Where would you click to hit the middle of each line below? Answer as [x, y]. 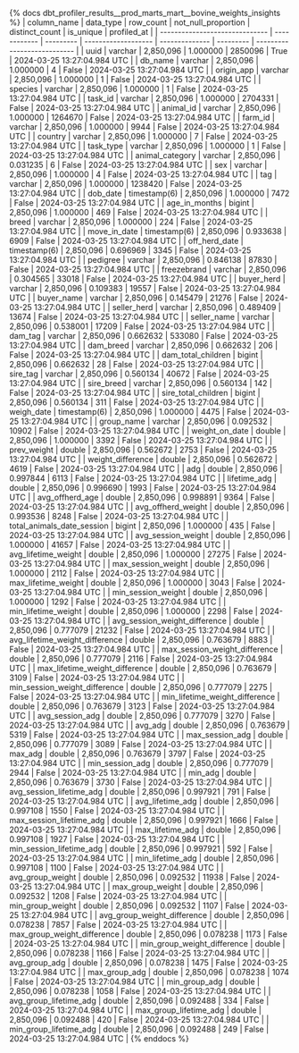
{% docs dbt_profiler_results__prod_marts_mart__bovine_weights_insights [145, 13]
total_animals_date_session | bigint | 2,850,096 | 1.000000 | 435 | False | [142, 526]
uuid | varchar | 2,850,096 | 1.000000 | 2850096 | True [187, 51]
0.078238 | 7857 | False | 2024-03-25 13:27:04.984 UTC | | [118, 925]
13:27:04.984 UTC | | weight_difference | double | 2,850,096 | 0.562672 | [144, 459]
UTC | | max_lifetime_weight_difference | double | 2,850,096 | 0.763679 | [143, 668]
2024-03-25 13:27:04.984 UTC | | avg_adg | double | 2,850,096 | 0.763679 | [149, 725]
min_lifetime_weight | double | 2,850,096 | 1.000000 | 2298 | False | [134, 611]
